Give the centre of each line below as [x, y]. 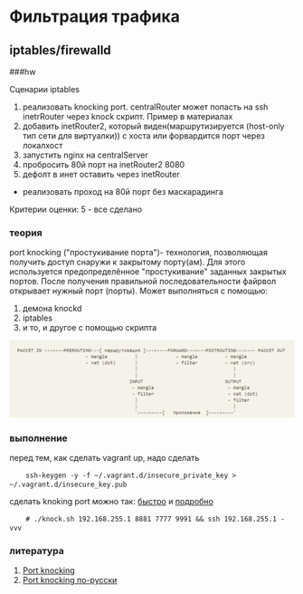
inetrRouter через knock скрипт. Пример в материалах [128, 116]
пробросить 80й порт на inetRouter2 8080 [104, 164]
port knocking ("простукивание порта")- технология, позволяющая [139, 253]
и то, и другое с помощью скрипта [90, 328]
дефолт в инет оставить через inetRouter [101, 174]
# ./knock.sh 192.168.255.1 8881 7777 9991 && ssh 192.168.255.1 [151, 519]
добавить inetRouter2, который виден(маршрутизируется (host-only [153, 126]
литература [37, 551]
